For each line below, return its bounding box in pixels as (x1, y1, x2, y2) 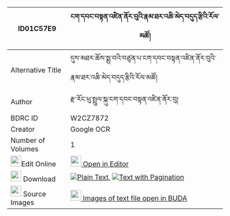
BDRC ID (10, 113, 39, 123)
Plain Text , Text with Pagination (77, 172, 185, 182)
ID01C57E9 (18, 24, 57, 33)
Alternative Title (10, 65, 62, 75)
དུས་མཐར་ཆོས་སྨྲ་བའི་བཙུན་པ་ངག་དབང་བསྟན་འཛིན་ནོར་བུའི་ (70, 53, 217, 62)
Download (23, 174, 56, 184)
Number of (10, 136, 46, 145)
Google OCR (70, 125, 111, 134)
